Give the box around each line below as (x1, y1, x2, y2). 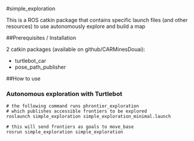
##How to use (6, 75, 41, 82)
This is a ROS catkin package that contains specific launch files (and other (6, 17, 188, 23)
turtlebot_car (14, 57, 46, 64)
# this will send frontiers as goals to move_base (6, 124, 134, 130)
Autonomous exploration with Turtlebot (6, 89, 123, 98)
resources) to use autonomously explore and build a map (6, 23, 145, 30)
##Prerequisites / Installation (6, 34, 77, 41)
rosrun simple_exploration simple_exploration (6, 129, 123, 135)
